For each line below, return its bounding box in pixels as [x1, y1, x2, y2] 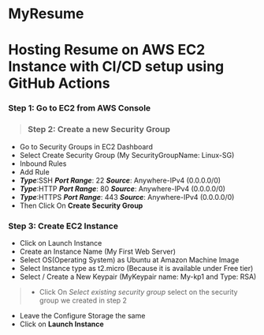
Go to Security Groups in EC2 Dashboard [19, 141, 154, 151]
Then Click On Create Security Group [19, 201, 143, 210]
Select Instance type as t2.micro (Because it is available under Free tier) [19, 263, 254, 273]
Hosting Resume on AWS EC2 [8, 41, 206, 59]
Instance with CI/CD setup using [8, 58, 225, 76]
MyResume [8, 5, 84, 23]
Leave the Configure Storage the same [19, 311, 146, 320]
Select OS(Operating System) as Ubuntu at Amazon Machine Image [19, 254, 240, 265]
